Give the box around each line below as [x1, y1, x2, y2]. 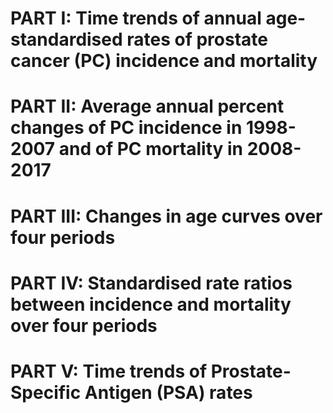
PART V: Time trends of [10, 360, 208, 382]
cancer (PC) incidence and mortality [10, 50, 318, 72]
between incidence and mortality [10, 293, 292, 316]
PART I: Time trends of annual [10, 7, 262, 30]
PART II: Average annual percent [10, 95, 285, 118]
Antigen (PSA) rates [84, 381, 253, 404]
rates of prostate [126, 28, 268, 51]
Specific [10, 381, 82, 404]
